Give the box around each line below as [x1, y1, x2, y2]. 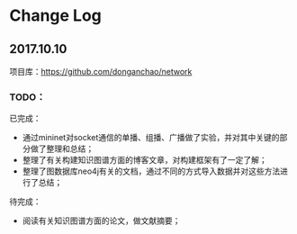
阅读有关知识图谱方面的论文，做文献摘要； [22, 215, 181, 226]
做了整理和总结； [30, 143, 94, 154]
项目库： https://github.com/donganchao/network [9, 67, 193, 76]
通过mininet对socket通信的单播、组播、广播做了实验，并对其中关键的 [22, 132, 281, 143]
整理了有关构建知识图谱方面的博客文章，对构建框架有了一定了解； [22, 155, 267, 166]
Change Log [9, 5, 102, 26]
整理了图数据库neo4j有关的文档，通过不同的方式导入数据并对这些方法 [22, 166, 281, 176]
